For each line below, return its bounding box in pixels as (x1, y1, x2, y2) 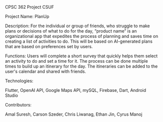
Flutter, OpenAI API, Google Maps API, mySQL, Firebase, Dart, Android (5, 87, 146, 93)
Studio (5, 92, 18, 98)
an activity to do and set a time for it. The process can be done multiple (5, 58, 148, 64)
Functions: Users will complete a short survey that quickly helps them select (5, 53, 158, 59)
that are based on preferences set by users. (5, 44, 93, 49)
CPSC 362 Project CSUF (5, 4, 54, 10)
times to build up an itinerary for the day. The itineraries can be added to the (5, 63, 158, 69)
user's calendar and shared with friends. (5, 69, 87, 74)
